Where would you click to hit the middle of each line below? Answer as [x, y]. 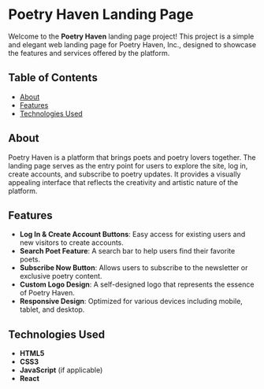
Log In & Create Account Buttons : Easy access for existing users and [132, 235]
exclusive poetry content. [61, 276]
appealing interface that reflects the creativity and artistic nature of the [123, 182]
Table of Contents [53, 78]
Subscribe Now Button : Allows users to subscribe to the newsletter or [134, 268]
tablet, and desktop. [52, 309]
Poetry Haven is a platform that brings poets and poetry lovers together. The [132, 157]
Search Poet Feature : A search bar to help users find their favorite [127, 251]
